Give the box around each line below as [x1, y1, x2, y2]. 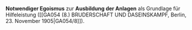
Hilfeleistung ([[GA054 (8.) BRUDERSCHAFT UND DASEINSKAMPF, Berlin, [5, 11, 187, 18]
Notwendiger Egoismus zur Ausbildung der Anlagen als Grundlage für [5, 5, 181, 12]
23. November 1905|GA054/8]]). [5, 18, 85, 24]
